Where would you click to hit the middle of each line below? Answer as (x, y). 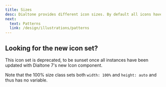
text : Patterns (25, 23)
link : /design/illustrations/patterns (50, 28)
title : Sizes (19, 10)
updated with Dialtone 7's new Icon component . (54, 65)
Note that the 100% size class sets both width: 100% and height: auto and (81, 75)
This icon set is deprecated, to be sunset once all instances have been (77, 60)
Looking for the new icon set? (52, 48)
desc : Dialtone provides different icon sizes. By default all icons (78, 14)
